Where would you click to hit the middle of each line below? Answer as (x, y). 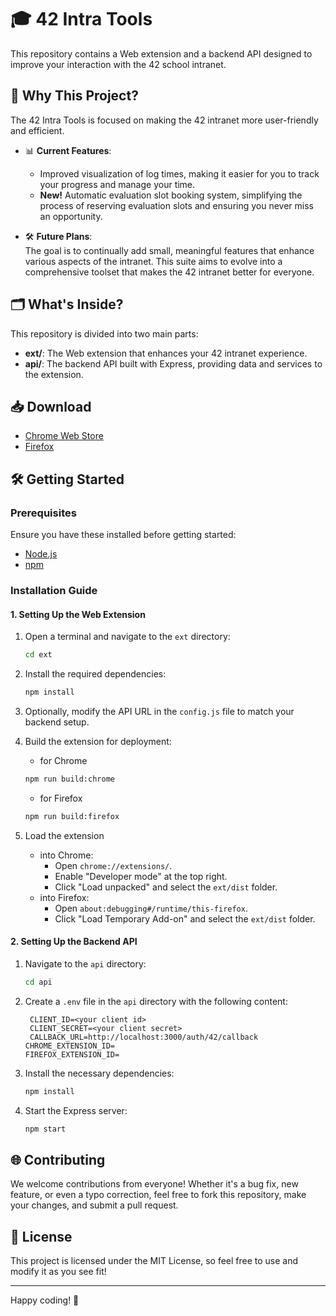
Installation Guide (54, 590)
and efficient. (37, 130)
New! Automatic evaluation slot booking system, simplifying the (171, 195)
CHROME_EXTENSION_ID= (69, 1046)
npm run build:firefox (72, 816)
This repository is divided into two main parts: (104, 333)
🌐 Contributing (58, 1159)
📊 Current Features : (68, 150)
